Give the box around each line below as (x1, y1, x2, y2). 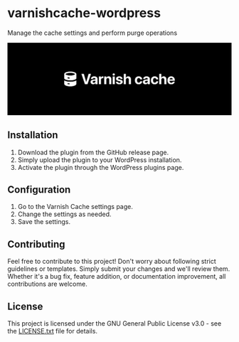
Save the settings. (17, 218, 71, 226)
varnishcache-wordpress (7, 5, 161, 21)
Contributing (7, 238, 65, 250)
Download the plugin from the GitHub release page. (17, 148, 169, 156)
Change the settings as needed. (17, 210, 112, 218)
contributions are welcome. (7, 279, 87, 289)
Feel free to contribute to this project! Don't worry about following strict (7, 257, 217, 266)
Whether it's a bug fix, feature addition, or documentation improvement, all (7, 272, 226, 281)
